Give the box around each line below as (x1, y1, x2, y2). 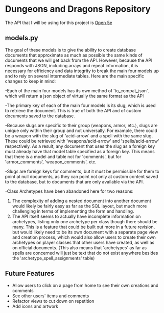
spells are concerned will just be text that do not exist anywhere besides (12, 250, 158, 256)
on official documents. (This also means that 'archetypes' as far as (12, 244, 147, 251)
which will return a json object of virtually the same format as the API (5, 93, 144, 99)
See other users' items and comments (12, 293, 89, 299)
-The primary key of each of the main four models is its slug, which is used (5, 102, 156, 108)
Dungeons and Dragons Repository (5, 3, 151, 15)
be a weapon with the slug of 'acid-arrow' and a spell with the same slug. (5, 132, 153, 138)
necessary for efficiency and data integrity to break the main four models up (5, 68, 159, 74)
